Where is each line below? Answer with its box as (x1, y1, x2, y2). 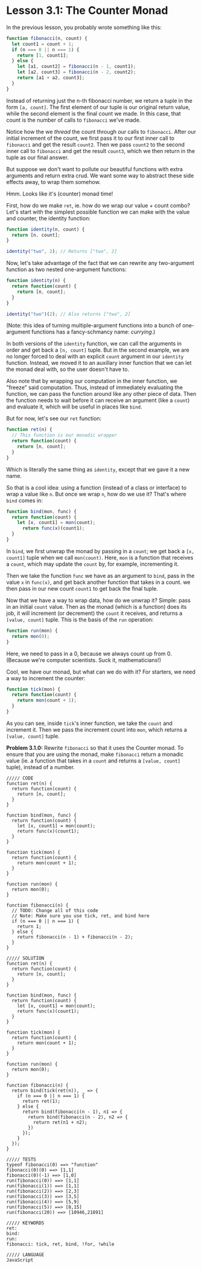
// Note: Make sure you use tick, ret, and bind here (11, 913, 150, 919)
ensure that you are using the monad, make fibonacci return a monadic (6, 750, 184, 758)
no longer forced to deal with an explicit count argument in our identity (6, 353, 184, 360)
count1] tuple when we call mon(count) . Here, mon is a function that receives (6, 554, 194, 561)
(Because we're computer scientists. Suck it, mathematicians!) (6, 656, 162, 663)
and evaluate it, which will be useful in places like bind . (6, 403, 143, 410)
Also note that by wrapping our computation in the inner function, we (6, 378, 178, 385)
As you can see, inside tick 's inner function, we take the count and (6, 720, 173, 727)
